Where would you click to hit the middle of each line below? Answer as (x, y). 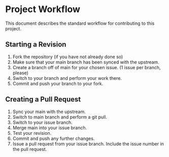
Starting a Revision (36, 45)
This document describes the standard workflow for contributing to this (80, 23)
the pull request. (30, 149)
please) (21, 73)
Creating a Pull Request (43, 99)
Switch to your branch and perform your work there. (67, 78)
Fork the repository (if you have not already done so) (68, 57)
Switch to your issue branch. (42, 122)
